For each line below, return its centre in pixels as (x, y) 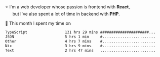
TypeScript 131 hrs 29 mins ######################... (80, 32)
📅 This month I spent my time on (38, 23)
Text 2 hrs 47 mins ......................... (80, 50)
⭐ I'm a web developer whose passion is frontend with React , (68, 7)
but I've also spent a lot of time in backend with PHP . (66, 14)
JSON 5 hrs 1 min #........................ (80, 37)
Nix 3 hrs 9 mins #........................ (80, 46)
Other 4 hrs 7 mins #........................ (80, 41)
